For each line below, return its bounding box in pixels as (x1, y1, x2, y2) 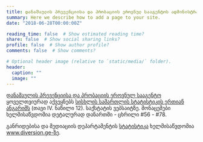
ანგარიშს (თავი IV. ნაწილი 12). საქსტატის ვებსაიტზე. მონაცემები (6, 105, 171, 112)
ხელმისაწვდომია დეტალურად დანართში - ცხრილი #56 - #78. (6, 111, 167, 118)
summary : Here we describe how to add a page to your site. (6, 14, 161, 20)
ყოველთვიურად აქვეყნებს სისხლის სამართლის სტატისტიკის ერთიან (6, 98, 184, 105)
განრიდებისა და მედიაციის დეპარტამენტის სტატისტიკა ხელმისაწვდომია (6, 123, 195, 130)
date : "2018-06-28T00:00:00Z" (6, 20, 83, 26)
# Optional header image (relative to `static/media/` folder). (6, 58, 172, 64)
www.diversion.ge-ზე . (6, 129, 61, 136)
